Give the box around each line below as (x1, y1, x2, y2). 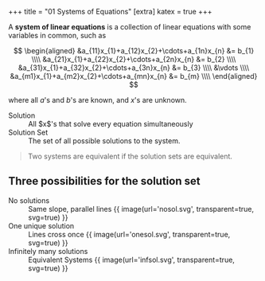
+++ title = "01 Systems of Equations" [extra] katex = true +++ (8, 7, 212, 16)
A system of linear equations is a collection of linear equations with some (8, 22, 251, 31)
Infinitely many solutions (8, 246, 88, 256)
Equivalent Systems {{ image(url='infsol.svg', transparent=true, (28, 255, 235, 264)
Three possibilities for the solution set (8, 174, 201, 188)
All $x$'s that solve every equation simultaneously (28, 119, 193, 128)
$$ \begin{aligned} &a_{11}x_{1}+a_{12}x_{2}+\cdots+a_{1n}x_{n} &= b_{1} (13, 46, 255, 55)
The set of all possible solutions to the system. (28, 136, 181, 146)
